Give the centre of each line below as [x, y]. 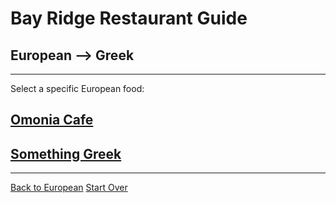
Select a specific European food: [77, 88]
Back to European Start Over [69, 188]
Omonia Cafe [52, 120]
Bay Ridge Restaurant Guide [129, 18]
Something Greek [66, 153]
